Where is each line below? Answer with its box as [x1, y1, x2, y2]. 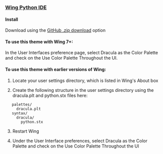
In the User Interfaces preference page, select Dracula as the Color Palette [5, 50, 158, 56]
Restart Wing [12, 128, 39, 134]
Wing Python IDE [5, 4, 47, 11]
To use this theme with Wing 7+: [5, 39, 74, 45]
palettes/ [11, 102, 32, 107]
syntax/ [11, 111, 28, 116]
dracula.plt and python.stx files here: [12, 92, 88, 98]
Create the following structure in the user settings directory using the [12, 87, 154, 93]
